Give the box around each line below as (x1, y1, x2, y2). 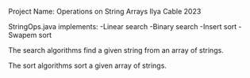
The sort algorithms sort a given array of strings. (8, 61, 167, 70)
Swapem (8, 31, 37, 39)
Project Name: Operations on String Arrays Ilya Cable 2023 (8, 7, 202, 16)
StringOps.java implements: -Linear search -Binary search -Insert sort (8, 22, 237, 31)
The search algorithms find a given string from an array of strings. (8, 46, 224, 54)
